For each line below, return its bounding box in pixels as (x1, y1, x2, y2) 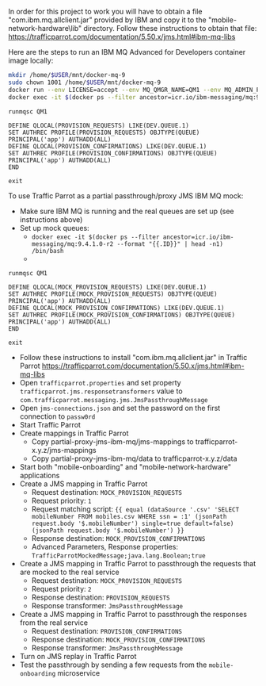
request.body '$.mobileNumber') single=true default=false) (31, 519, 234, 527)
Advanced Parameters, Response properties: (31, 542, 178, 551)
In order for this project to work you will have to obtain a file (8, 7, 203, 16)
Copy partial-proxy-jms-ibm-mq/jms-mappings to (31, 436, 194, 446)
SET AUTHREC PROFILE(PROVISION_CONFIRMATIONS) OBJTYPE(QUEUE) (8, 149, 218, 157)
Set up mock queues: (19, 223, 89, 232)
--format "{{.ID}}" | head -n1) (116, 240, 224, 248)
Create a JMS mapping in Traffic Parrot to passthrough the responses (19, 609, 248, 619)
